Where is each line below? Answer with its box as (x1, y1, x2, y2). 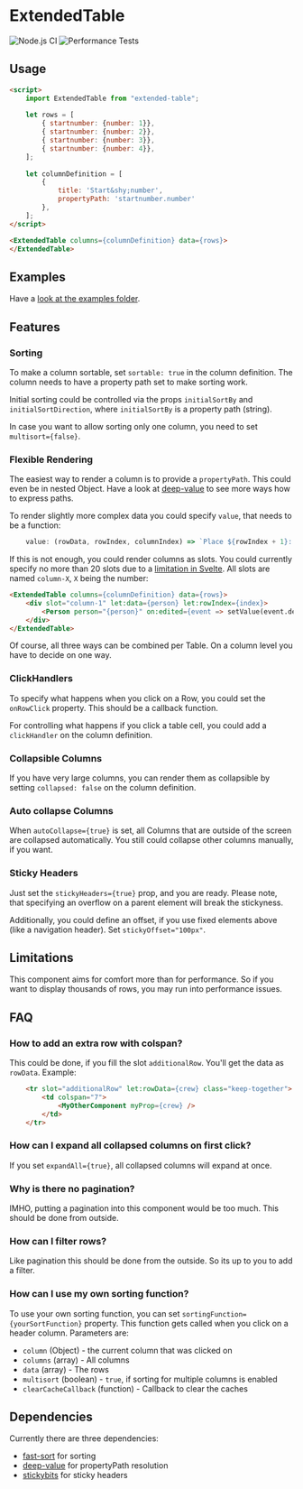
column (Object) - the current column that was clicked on (22, 1345, 233, 1355)
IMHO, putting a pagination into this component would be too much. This (9, 1203, 280, 1214)
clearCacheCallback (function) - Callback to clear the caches (22, 1383, 248, 1394)
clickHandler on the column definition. (9, 729, 153, 740)
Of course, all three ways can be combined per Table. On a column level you (9, 640, 293, 651)
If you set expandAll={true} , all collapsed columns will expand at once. (9, 1160, 272, 1170)
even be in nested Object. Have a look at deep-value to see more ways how (9, 484, 290, 495)
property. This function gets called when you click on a (84, 1318, 289, 1328)
